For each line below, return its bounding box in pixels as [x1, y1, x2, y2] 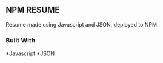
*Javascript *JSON [5, 50, 55, 57]
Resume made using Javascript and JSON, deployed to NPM [5, 21, 158, 28]
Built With [5, 36, 36, 44]
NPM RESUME [5, 5, 60, 15]
